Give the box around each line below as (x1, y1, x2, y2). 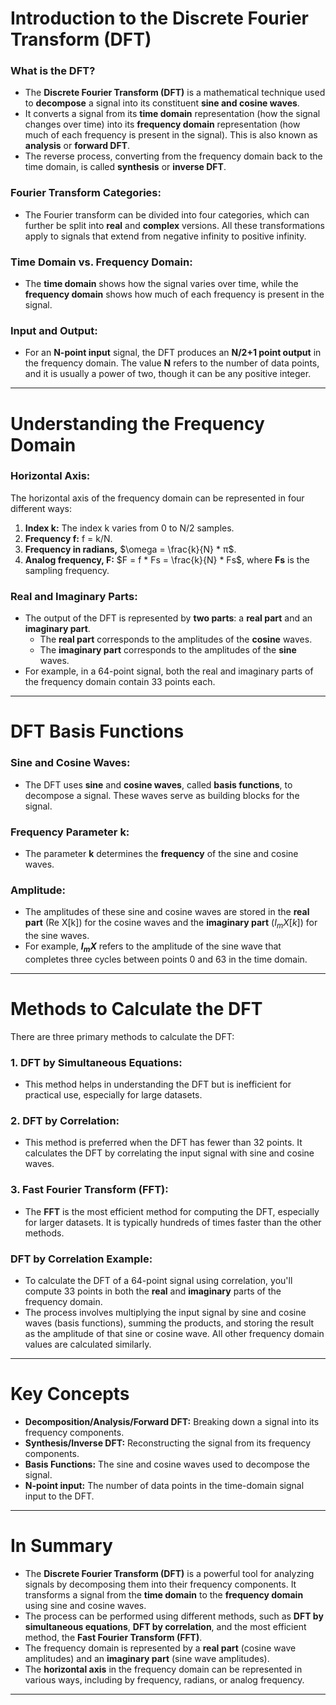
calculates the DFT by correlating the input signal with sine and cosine (24, 1147, 315, 1159)
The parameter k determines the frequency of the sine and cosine (24, 847, 299, 859)
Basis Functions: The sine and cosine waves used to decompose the (24, 1458, 311, 1470)
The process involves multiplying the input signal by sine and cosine (24, 1306, 307, 1318)
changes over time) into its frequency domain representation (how (24, 118, 301, 131)
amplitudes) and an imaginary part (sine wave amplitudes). (24, 1652, 270, 1664)
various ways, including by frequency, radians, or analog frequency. (24, 1673, 305, 1686)
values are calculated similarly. (24, 1338, 152, 1350)
